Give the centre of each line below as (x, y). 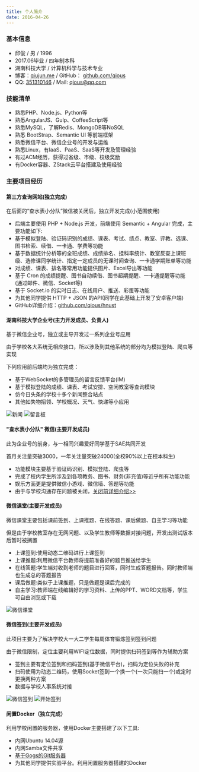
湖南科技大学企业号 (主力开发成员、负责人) (57, 320)
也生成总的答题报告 (38, 575)
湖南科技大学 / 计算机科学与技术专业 (59, 68)
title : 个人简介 (24, 12)
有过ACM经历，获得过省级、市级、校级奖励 (67, 157)
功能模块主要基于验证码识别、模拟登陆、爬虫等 (72, 469)
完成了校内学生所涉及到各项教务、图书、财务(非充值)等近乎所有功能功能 (102, 476)
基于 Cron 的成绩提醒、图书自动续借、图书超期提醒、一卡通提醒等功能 (100, 276)
